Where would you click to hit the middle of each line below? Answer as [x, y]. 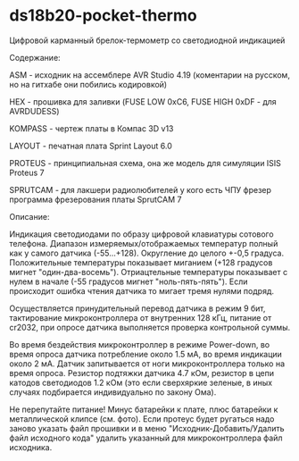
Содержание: [35, 57]
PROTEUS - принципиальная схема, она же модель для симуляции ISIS [145, 163]
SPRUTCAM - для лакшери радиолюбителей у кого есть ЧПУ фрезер [141, 189]
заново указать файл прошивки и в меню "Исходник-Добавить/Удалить [147, 428]
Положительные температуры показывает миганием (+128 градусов [141, 262]
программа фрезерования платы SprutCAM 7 [96, 199]
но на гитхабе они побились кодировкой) [88, 84]
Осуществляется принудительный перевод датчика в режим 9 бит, [137, 308]
